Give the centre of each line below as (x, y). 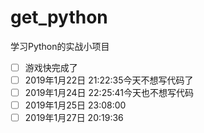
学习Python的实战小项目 (60, 46)
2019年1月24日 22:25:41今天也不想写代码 (109, 93)
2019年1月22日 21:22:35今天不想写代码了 (109, 80)
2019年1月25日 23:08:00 (75, 105)
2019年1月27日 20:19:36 (74, 118)
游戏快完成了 (51, 67)
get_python (59, 17)
